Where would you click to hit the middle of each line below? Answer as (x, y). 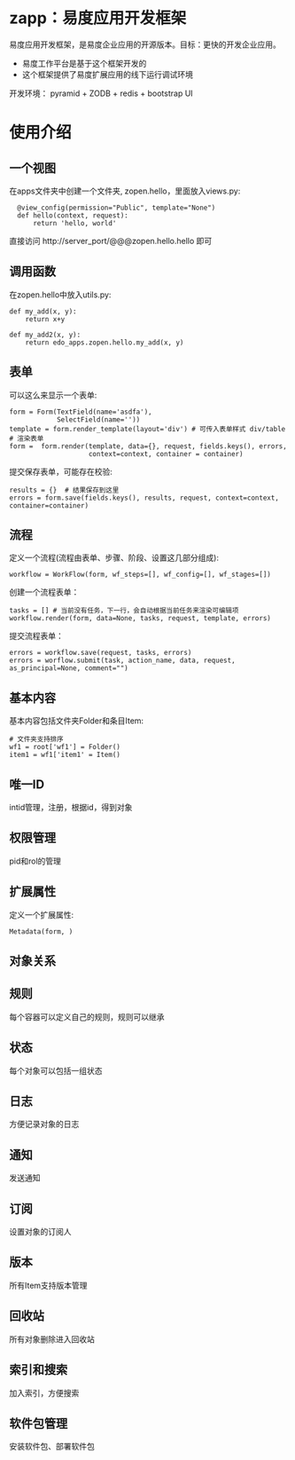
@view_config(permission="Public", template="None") (116, 208)
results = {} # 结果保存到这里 (64, 490)
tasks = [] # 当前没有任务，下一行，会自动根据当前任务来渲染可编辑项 (124, 611)
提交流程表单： (36, 636)
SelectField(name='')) (98, 419)
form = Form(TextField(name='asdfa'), (81, 412)
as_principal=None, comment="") (69, 668)
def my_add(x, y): (43, 312)
